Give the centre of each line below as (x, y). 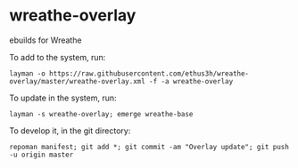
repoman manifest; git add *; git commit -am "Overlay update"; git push (149, 147)
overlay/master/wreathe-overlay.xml (77, 81)
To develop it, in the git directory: (70, 131)
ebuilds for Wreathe (46, 40)
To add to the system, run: (58, 57)
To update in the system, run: (63, 98)
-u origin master (41, 155)
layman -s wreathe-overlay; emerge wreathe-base (101, 114)
